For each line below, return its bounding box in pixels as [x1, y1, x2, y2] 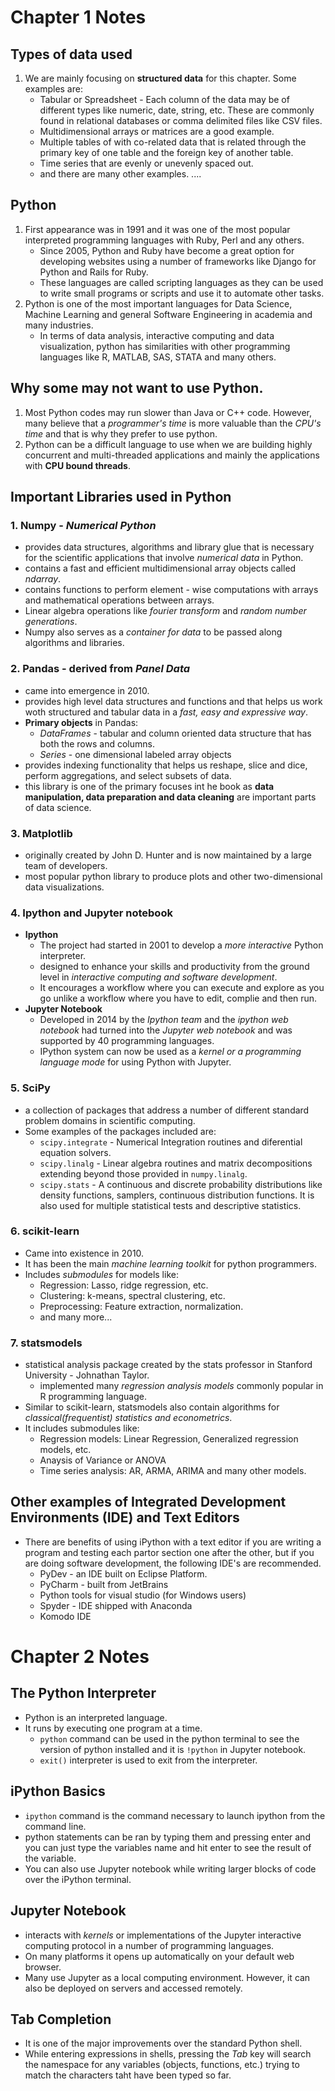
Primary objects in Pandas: [24, 716, 139, 728]
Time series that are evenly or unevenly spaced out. [39, 157, 254, 169]
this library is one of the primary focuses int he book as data [24, 780, 275, 792]
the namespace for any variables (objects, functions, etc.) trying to [24, 2059, 300, 2071]
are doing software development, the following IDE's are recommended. [24, 1557, 322, 1569]
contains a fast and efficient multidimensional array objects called [24, 562, 297, 575]
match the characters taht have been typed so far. [24, 2069, 232, 2081]
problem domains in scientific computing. [24, 1114, 196, 1126]
